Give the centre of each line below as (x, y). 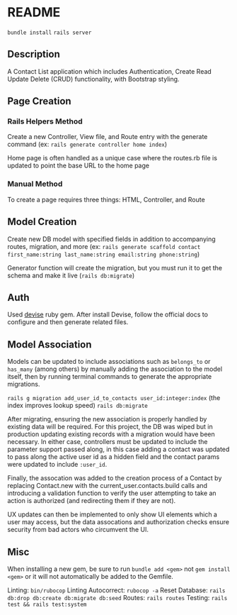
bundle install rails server (50, 33)
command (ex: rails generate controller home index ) (87, 144)
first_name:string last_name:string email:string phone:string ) (104, 254)
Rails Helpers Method (45, 121)
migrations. (24, 384)
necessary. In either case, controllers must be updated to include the (108, 442)
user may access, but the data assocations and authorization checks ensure (118, 522)
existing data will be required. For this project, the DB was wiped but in (110, 427)
